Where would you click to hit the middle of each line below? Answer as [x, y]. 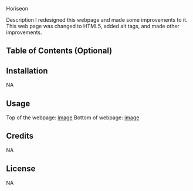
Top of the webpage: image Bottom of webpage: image [73, 118]
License [21, 169]
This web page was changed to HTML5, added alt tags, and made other [93, 26]
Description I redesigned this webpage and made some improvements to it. [97, 20]
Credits [20, 136]
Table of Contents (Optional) [59, 51]
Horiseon [17, 9]
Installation [27, 71]
